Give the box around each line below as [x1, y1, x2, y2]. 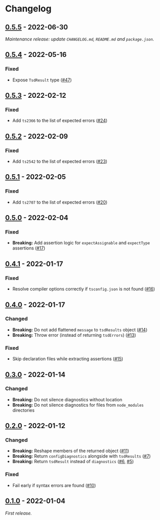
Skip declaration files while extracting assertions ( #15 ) [12, 356, 123, 362]
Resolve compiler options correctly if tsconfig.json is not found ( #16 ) [12, 286, 156, 292]
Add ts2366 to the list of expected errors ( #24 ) [12, 118, 108, 124]
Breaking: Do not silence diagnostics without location [12, 396, 123, 402]
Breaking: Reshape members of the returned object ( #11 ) [12, 448, 129, 454]
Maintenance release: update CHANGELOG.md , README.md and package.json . [5, 36, 155, 42]
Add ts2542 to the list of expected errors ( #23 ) [12, 158, 108, 165]
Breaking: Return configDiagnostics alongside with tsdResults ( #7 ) [12, 453, 151, 459]
